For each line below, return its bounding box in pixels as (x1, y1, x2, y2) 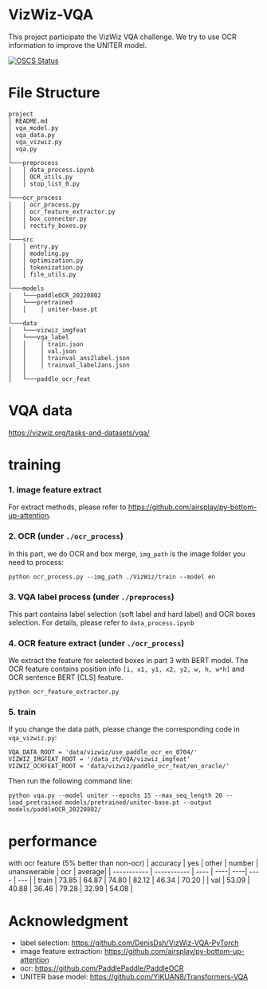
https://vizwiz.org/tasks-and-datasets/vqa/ (8, 428, 150, 438)
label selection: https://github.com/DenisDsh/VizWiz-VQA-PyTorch (19, 938, 239, 948)
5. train (8, 707, 37, 718)
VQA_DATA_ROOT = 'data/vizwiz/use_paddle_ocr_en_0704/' (8, 748, 198, 756)
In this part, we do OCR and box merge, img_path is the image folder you (8, 548, 245, 559)
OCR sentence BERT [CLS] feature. (8, 673, 124, 682)
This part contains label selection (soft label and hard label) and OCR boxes (8, 609, 256, 618)
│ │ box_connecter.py (8, 214, 88, 222)
